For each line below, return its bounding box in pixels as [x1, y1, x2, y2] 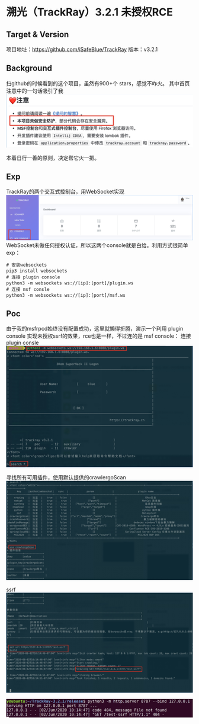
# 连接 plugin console [6, 274, 60, 280]
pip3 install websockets [6, 268, 68, 274]
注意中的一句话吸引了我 [6, 87, 63, 94]
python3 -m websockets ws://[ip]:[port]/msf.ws [6, 293, 126, 299]
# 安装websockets [6, 262, 47, 268]
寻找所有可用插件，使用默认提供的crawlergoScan [6, 473, 126, 480]
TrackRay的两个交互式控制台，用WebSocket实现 [6, 188, 124, 196]
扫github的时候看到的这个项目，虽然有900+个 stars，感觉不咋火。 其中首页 [6, 79, 190, 87]
